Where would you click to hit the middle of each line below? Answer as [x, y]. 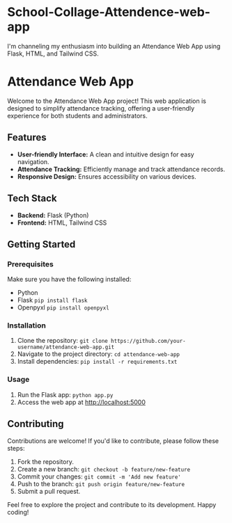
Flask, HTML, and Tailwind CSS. [53, 54]
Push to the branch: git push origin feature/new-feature [101, 483]
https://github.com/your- [148, 341]
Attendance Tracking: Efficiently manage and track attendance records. [121, 169]
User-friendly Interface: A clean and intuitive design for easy [106, 154]
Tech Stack [32, 199]
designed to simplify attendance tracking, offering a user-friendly [101, 108]
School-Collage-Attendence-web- [109, 12]
